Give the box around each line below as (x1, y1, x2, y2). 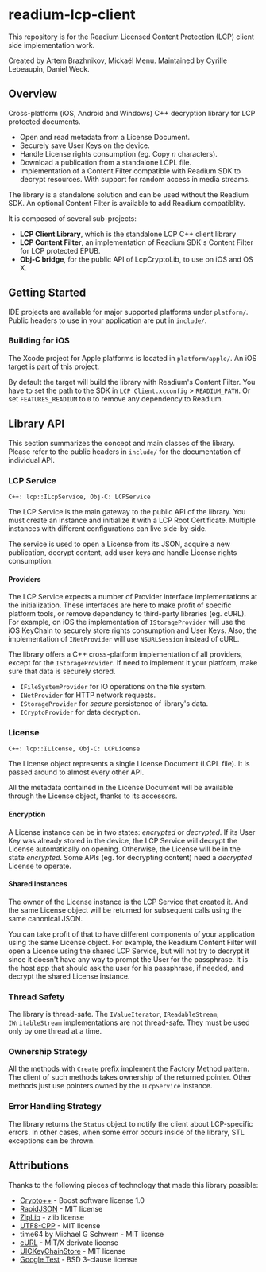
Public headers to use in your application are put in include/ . (8, 316, 207, 325)
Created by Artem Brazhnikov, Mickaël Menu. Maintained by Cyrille (8, 56, 228, 65)
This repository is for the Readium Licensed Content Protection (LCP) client (8, 32, 254, 41)
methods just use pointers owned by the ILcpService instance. (8, 1081, 213, 1091)
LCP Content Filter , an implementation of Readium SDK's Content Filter (19, 237, 254, 247)
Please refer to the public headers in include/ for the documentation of (8, 447, 241, 456)
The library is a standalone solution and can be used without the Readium (8, 189, 249, 200)
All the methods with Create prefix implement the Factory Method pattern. (8, 1064, 250, 1074)
